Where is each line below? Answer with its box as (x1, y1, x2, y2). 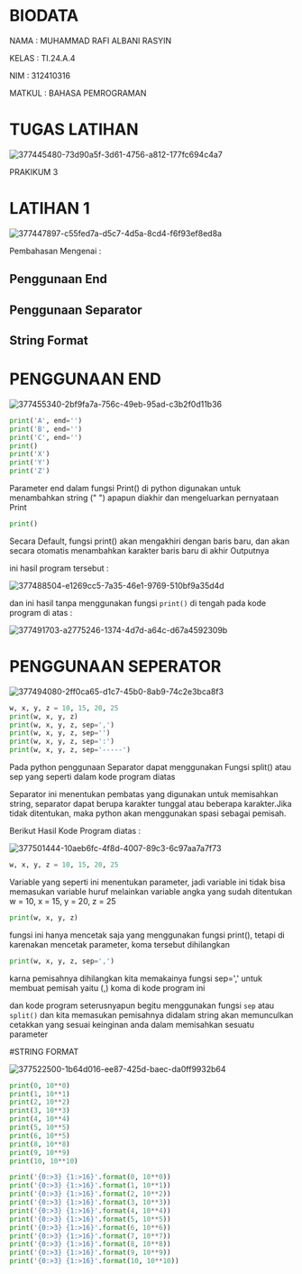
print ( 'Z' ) (9, 466, 50, 476)
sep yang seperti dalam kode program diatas (9, 772, 176, 783)
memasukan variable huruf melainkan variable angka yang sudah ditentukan (9, 885, 293, 897)
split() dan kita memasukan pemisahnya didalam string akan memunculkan (9, 1009, 294, 1020)
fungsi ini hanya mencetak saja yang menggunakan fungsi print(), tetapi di (9, 930, 286, 940)
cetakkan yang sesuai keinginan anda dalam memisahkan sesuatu (9, 1019, 255, 1030)
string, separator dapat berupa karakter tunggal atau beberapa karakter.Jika (9, 799, 292, 810)
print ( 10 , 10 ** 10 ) (9, 1156, 78, 1166)
